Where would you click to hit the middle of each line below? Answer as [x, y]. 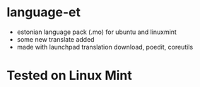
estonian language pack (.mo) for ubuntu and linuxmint [97, 32]
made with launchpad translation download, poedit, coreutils [105, 47]
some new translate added [55, 39]
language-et [44, 12]
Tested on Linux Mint [69, 76]
